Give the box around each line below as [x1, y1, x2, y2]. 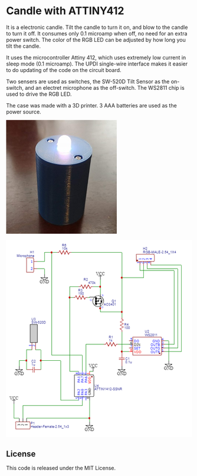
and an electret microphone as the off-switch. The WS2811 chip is [24, 84, 185, 91]
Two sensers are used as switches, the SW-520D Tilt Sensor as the [6, 78, 170, 85]
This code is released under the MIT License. [6, 465, 116, 472]
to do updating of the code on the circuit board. [6, 66, 122, 73]
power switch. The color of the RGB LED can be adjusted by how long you [6, 36, 186, 43]
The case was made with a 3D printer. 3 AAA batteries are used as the [6, 102, 177, 109]
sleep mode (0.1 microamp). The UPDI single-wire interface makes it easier [6, 60, 188, 67]
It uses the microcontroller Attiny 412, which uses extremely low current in [6, 54, 186, 61]
